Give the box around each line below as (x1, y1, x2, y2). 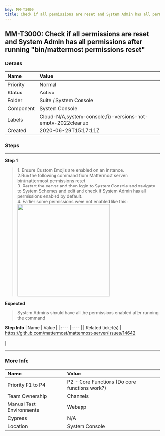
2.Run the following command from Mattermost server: (17, 173, 129, 179)
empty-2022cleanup (39, 119, 89, 126)
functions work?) (67, 384, 107, 391)
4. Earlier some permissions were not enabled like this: (17, 199, 128, 205)
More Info (5, 357, 29, 364)
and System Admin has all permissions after (5, 37, 143, 46)
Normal (39, 81, 56, 88)
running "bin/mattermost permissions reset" (5, 45, 145, 54)
